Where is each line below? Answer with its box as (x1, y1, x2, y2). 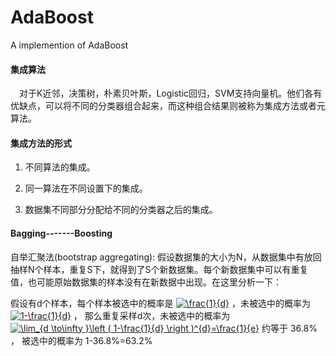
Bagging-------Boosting (10, 227, 113, 239)
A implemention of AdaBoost (10, 39, 129, 51)
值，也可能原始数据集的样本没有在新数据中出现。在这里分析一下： (10, 276, 282, 288)
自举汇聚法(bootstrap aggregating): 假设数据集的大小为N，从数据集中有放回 (10, 251, 322, 263)
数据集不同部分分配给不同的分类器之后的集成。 (24, 204, 218, 216)
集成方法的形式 (10, 137, 72, 149)
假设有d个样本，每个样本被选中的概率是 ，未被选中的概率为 (10, 297, 311, 309)
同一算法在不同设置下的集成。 (24, 182, 148, 195)
